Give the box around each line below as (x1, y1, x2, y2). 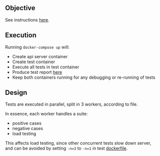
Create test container (12, 59, 55, 65)
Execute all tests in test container (12, 64, 80, 70)
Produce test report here (12, 69, 62, 75)
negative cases (12, 126, 43, 132)
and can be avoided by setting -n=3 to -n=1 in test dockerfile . (5, 145, 128, 151)
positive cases (12, 120, 42, 126)
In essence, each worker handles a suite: (5, 111, 88, 117)
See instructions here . (5, 17, 50, 22)
